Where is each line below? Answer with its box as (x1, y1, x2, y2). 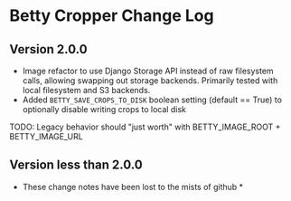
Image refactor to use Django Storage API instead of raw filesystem (22, 65, 274, 76)
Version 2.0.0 (9, 42, 88, 57)
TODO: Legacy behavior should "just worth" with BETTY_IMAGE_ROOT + (9, 121, 281, 132)
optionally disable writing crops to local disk (22, 104, 187, 114)
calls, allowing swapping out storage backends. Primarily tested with (22, 75, 278, 86)
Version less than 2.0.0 (9, 158, 143, 173)
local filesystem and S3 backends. (22, 85, 151, 95)
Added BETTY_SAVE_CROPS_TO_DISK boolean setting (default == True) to (22, 94, 283, 105)
